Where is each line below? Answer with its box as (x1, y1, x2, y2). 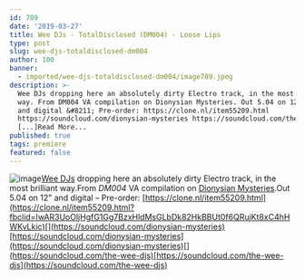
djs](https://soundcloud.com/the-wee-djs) (9, 259, 168, 270)
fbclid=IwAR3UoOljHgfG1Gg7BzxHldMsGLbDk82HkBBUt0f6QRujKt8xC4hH (9, 211, 290, 222)
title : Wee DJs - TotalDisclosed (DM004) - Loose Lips (9, 30, 221, 39)
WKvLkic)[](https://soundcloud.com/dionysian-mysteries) (9, 221, 225, 232)
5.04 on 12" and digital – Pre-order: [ (9, 192, 146, 203)
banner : (9, 64, 39, 73)
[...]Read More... (17, 123, 88, 132)
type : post (9, 38, 51, 48)
